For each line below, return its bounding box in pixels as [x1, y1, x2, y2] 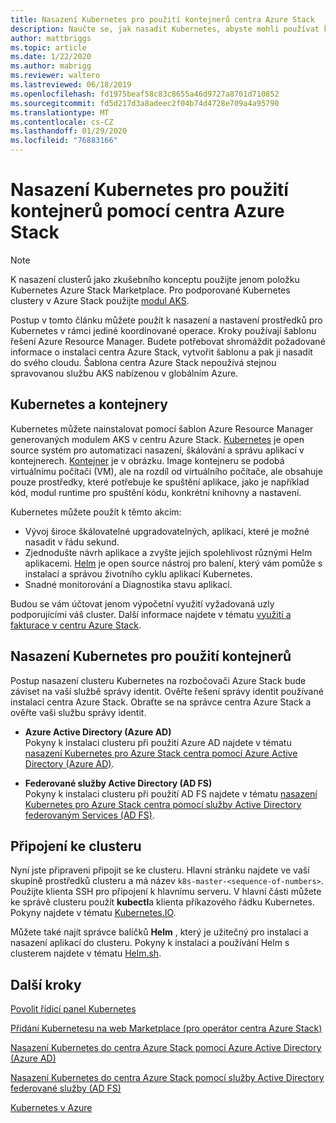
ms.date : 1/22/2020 [10, 52, 92, 62]
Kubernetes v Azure [10, 1102, 93, 1114]
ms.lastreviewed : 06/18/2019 [10, 80, 132, 90]
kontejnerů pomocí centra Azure [10, 200, 285, 223]
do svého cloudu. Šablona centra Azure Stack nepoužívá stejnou [10, 356, 277, 368]
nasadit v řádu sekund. [24, 536, 120, 548]
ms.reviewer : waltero [10, 71, 101, 81]
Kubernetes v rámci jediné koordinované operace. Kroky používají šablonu [10, 324, 317, 336]
